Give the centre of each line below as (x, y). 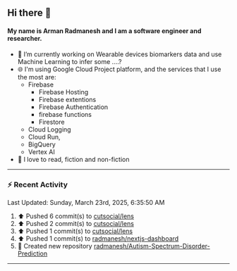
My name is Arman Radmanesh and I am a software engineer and (104, 31)
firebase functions (65, 114)
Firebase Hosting (63, 92)
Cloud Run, (44, 137)
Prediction (32, 253)
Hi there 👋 (29, 13)
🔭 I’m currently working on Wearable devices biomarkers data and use (120, 54)
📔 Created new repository (55, 246)
